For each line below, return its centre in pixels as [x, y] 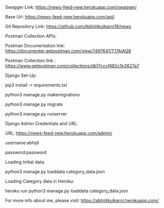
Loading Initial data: [25, 162]
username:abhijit [22, 143]
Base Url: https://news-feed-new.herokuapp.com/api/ [60, 17]
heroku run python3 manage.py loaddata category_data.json [67, 191]
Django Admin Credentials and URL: [42, 123]
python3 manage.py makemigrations [43, 95]
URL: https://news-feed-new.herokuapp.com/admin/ [59, 133]
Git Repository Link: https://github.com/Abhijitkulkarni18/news [68, 26]
